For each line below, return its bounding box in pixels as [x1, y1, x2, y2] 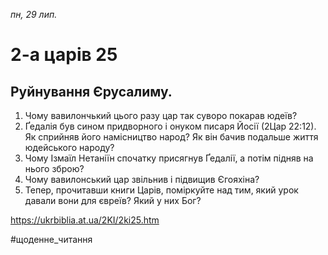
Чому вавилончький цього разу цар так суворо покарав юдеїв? [24, 110, 298, 121]
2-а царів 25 [10, 44, 118, 66]
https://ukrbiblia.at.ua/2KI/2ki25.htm [10, 214, 160, 226]
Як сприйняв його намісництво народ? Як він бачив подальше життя [24, 131, 319, 143]
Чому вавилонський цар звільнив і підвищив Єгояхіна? [24, 174, 260, 185]
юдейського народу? [24, 142, 115, 153]
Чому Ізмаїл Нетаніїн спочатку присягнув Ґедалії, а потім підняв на [24, 152, 314, 164]
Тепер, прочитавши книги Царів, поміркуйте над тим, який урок [24, 184, 299, 196]
